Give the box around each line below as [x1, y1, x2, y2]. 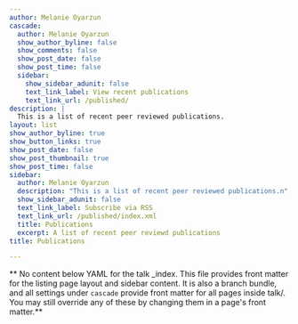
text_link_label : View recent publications [25, 87, 189, 96]
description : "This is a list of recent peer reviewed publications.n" [17, 187, 289, 196]
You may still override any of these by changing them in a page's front [9, 297, 267, 308]
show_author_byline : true [9, 129, 105, 138]
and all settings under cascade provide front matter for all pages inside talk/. [9, 288, 286, 298]
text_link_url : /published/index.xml [17, 211, 157, 221]
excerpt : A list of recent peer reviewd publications [17, 228, 221, 237]
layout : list [9, 121, 58, 130]
